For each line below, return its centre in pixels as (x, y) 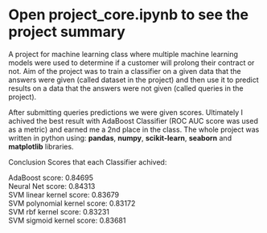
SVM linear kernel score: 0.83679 (64, 194)
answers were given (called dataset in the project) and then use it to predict (133, 80)
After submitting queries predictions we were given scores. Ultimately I (126, 112)
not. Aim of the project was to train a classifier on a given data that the (125, 71)
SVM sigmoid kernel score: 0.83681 (67, 220)
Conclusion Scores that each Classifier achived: (88, 161)
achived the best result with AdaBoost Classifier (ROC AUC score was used (133, 121)
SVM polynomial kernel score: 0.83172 (72, 203)
